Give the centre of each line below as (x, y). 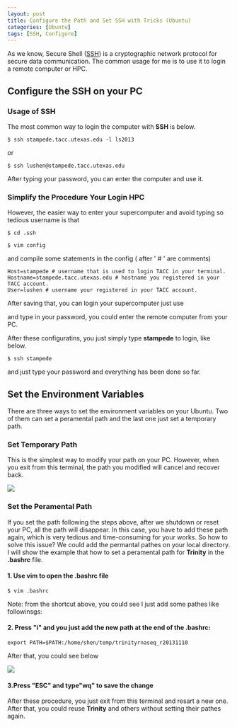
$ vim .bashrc (28, 591)
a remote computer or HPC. (47, 69)
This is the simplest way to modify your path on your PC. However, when (113, 460)
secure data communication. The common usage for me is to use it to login (117, 62)
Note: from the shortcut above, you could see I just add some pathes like (113, 604)
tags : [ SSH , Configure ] (42, 34)
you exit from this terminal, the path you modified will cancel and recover (114, 467)
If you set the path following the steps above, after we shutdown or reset (113, 522)
